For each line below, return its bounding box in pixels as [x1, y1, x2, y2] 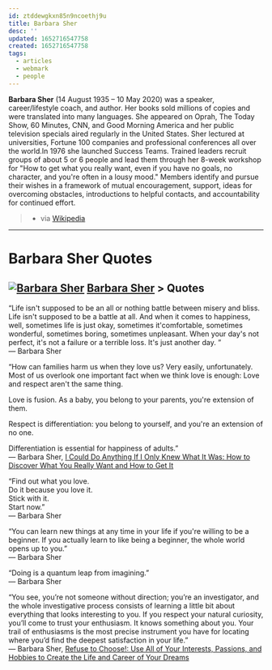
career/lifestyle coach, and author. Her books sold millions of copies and [8, 103, 251, 113]
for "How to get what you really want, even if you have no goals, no [8, 163, 233, 173]
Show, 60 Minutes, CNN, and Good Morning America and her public [8, 120, 235, 130]
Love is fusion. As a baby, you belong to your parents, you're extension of [8, 395, 255, 404]
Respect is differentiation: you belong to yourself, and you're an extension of [8, 419, 263, 429]
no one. [8, 427, 34, 437]
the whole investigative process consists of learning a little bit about [8, 600, 236, 610]
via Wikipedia [40, 213, 86, 223]
